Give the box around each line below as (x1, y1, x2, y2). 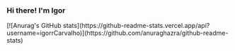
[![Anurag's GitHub (6, 22, 62, 30)
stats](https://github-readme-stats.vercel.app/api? (62, 22, 210, 30)
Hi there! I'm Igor (6, 6, 66, 15)
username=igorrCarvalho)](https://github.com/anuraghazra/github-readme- (6, 29, 229, 37)
